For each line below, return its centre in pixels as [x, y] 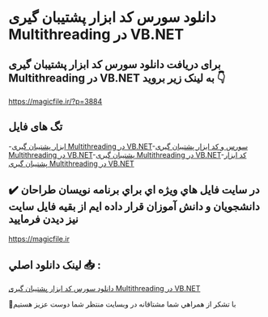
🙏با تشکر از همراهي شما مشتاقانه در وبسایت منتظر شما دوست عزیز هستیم [122, 304]
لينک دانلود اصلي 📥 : [55, 266]
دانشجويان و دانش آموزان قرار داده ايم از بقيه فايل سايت [134, 207]
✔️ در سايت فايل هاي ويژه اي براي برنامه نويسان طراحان [134, 190]
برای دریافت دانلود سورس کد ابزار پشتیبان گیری [115, 64]
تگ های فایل [36, 127]
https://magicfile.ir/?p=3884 [55, 101]
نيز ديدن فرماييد [43, 220]
